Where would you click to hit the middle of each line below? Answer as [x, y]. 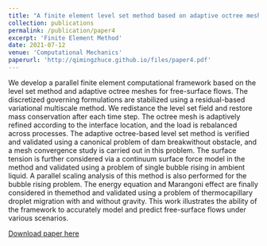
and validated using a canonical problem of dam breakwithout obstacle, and [132, 142]
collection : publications [51, 23]
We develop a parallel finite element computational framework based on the [132, 82]
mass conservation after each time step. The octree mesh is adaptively [124, 116]
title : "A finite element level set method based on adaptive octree [126, 16]
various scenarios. [39, 218]
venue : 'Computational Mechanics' [66, 53]
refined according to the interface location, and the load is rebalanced [123, 125]
